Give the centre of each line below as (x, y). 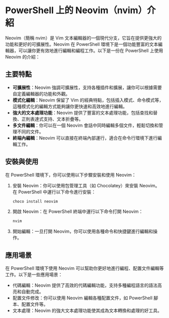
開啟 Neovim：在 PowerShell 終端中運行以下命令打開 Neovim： (78, 211)
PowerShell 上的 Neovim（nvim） (76, 10)
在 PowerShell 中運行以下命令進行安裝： (54, 192)
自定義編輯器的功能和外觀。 (41, 93)
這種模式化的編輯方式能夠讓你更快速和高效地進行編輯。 (70, 106)
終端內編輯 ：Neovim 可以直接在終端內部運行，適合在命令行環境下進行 (85, 138)
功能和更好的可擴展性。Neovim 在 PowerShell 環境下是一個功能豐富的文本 (82, 44)
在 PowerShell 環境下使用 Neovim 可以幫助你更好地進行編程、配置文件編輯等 (84, 269)
